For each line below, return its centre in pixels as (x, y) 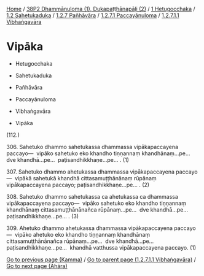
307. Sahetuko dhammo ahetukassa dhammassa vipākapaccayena (91, 172)
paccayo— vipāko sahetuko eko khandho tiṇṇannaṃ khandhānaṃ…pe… (98, 153)
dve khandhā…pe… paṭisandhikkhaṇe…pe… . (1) (68, 159)
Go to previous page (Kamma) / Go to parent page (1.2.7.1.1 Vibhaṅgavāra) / (101, 259)
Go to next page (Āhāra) (37, 266)
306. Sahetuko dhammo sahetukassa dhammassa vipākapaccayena (92, 147)
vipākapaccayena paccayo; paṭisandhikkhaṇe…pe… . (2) (78, 185)
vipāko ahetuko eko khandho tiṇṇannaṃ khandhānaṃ (82, 234)
